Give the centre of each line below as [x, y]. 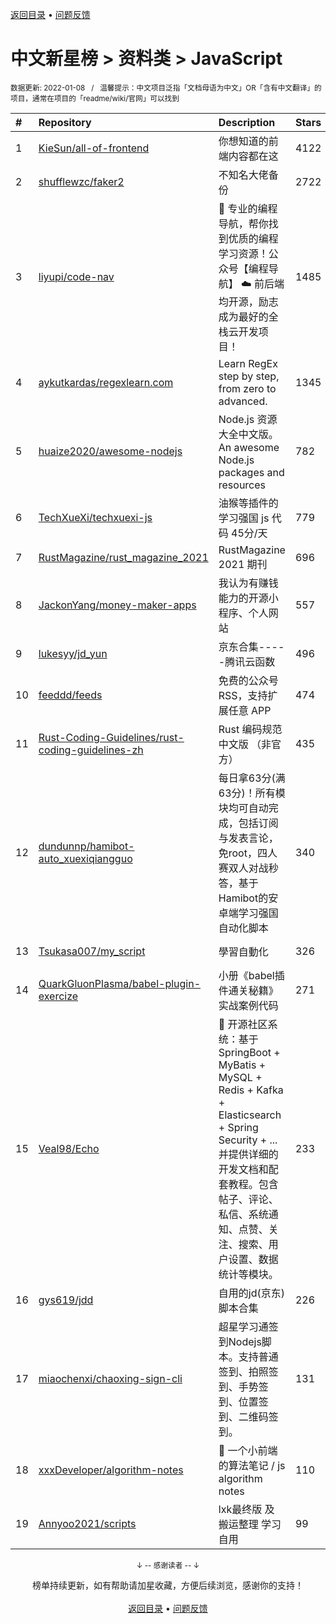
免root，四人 [248, 853]
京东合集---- [251, 646]
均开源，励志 [248, 301]
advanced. [243, 401]
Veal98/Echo [69, 1148]
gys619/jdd [66, 1300]
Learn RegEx [248, 363]
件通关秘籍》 [248, 990]
